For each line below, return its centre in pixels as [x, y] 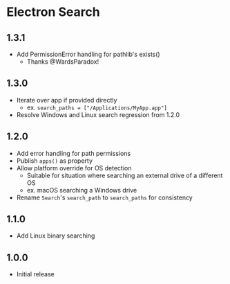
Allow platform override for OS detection [74, 168]
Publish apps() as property [55, 161]
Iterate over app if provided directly [67, 100]
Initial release [35, 274]
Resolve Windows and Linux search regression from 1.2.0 [98, 114]
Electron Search [54, 12]
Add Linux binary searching [56, 236]
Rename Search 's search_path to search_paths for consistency [104, 197]
